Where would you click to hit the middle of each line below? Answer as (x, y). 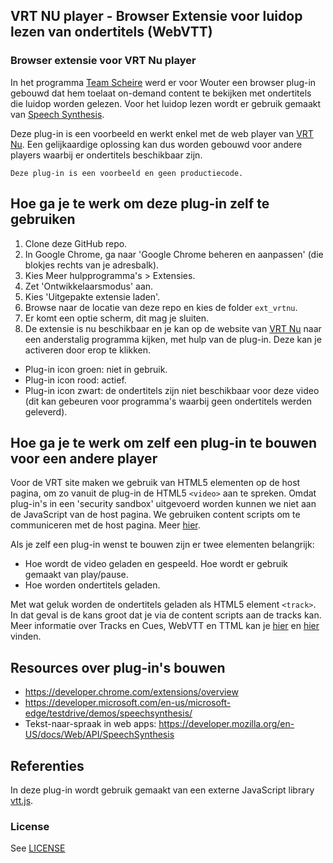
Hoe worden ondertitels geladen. (92, 585)
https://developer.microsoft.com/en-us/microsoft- (128, 703)
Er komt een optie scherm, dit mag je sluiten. (117, 318)
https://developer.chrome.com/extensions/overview (131, 692)
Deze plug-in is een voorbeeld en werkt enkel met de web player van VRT (162, 133)
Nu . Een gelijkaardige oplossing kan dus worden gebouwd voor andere (156, 144)
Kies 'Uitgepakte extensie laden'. (92, 296)
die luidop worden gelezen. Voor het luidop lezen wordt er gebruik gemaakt (166, 103)
